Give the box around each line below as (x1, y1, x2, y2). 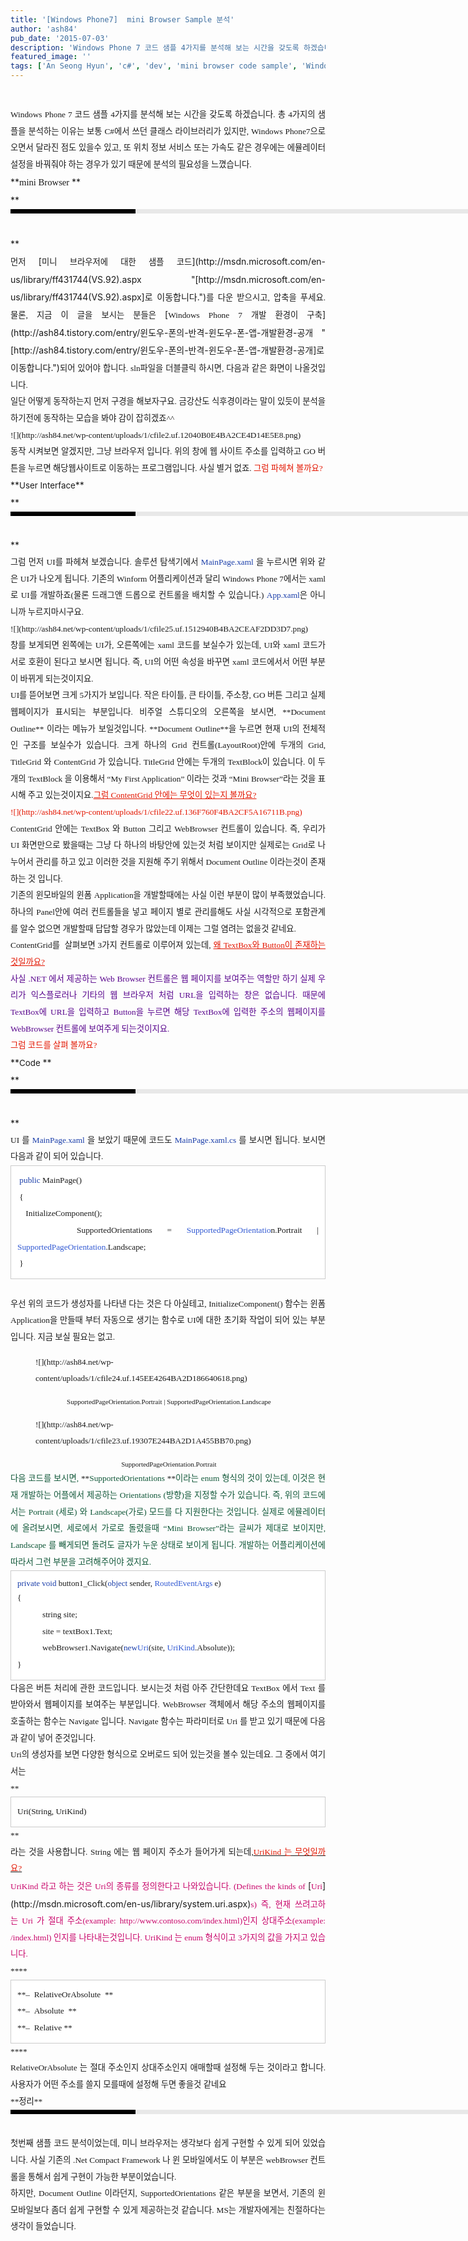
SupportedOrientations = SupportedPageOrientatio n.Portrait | (76, 1224, 319, 1235)
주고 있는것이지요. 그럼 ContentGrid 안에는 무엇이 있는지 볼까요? (27, 790, 257, 801)
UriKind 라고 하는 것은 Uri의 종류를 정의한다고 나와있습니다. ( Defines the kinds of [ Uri (10, 1879, 323, 1891)
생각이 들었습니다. (10, 2221, 77, 2232)
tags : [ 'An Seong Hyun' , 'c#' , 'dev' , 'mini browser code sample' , (10, 61, 298, 71)
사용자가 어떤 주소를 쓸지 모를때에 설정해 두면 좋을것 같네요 (10, 2079, 227, 2090)
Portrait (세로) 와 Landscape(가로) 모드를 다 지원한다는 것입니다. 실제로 (28, 1506, 285, 1517)
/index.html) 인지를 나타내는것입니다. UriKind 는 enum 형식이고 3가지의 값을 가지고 (10, 1932, 308, 1943)
